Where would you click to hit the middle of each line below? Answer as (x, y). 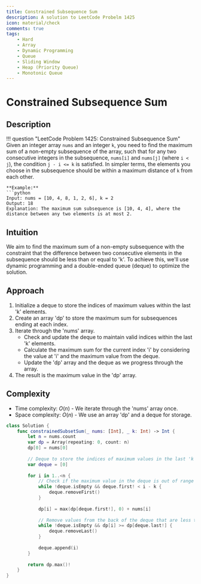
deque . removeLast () (73, 531)
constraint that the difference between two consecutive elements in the (94, 253)
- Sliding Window (39, 62)
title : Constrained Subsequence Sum (52, 12)
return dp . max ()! (49, 565)
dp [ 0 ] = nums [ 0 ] (48, 448)
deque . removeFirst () (74, 493)
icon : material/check (33, 23)
